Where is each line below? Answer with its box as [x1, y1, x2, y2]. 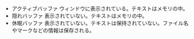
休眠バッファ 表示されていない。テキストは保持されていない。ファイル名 [11, 20, 189, 26]
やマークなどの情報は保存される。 [11, 27, 95, 34]
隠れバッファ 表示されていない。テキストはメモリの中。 [11, 12, 147, 19]
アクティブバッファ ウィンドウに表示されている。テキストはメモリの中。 [11, 5, 189, 12]
